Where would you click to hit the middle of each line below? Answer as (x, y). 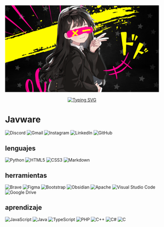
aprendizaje (24, 208)
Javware (23, 119)
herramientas (26, 175)
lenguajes (20, 148)
